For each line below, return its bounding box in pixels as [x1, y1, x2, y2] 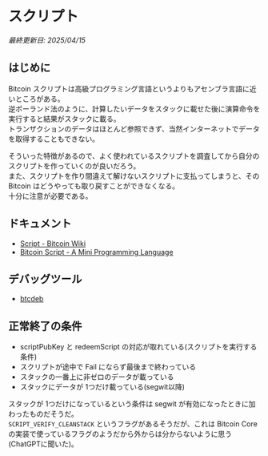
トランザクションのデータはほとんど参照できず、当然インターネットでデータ [8, 123, 260, 133]
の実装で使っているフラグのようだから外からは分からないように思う [8, 430, 233, 439]
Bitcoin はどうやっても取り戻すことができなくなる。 [8, 181, 180, 191]
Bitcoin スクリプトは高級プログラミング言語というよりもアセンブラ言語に [8, 83, 250, 93]
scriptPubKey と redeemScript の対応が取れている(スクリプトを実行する [19, 342, 258, 352]
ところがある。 [14, 94, 65, 103]
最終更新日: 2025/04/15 [8, 35, 86, 45]
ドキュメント [8, 217, 72, 231]
